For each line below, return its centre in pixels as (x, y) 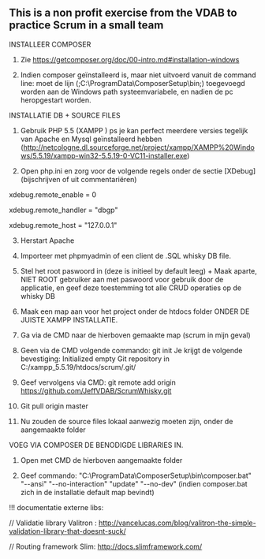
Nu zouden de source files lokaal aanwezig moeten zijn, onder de (127, 421)
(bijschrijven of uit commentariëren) (78, 179)
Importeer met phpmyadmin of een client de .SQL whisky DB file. (126, 255)
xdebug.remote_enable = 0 (53, 194)
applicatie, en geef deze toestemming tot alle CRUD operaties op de (131, 288)
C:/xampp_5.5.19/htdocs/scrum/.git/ (78, 367)
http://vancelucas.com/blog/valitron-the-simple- (177, 523)
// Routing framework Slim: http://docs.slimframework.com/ (106, 546)
